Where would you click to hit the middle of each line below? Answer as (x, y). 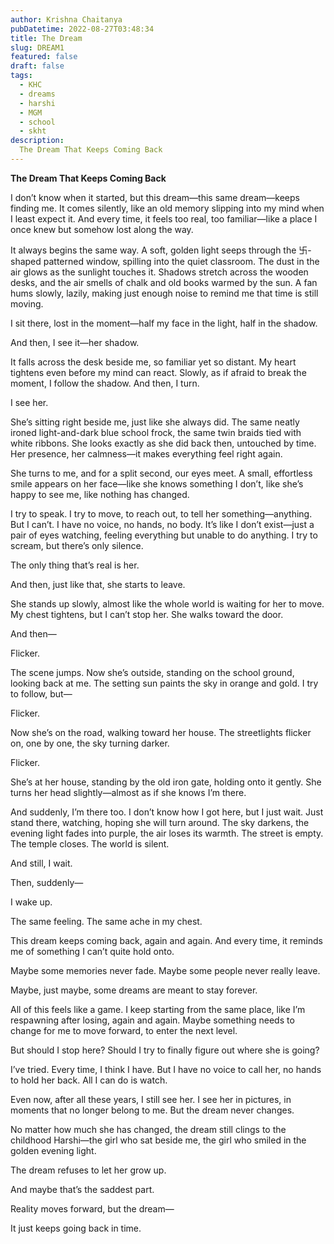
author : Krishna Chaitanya (66, 19)
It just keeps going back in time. (76, 1228)
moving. (27, 303)
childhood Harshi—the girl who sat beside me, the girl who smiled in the (158, 1140)
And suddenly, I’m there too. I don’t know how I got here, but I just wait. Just (167, 812)
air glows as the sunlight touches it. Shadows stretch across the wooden (159, 272)
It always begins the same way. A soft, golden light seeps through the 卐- (161, 250)
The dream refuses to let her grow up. (88, 1170)
